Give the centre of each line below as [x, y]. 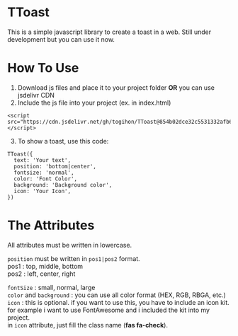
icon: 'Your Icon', [42, 191]
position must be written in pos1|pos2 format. [74, 258]
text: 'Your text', [42, 160]
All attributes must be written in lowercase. [70, 245]
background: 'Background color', [63, 185]
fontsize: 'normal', [44, 173]
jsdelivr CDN [36, 95]
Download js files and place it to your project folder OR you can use [116, 87]
